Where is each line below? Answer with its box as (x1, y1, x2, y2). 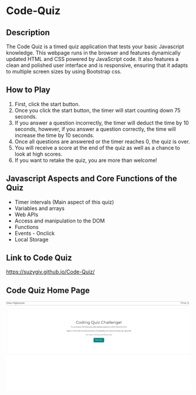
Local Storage (14, 236, 49, 243)
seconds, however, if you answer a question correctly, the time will (14, 125, 176, 133)
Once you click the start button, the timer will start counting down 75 (14, 107, 181, 114)
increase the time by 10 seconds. (14, 131, 95, 139)
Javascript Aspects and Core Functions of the (6, 174, 177, 184)
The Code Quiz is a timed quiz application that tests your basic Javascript (6, 43, 184, 50)
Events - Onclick (14, 229, 55, 237)
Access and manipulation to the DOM (14, 217, 105, 224)
